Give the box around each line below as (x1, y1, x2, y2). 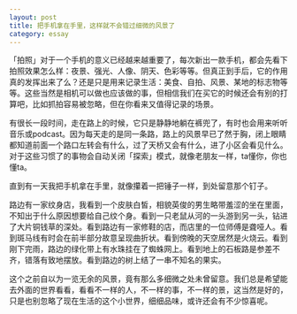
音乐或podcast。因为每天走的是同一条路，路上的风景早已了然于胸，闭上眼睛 (9, 129, 287, 140)
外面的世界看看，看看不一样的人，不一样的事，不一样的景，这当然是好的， (16, 285, 288, 295)
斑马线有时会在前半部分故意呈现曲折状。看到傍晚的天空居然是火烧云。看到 (16, 233, 288, 243)
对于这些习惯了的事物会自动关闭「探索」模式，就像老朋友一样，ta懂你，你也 (9, 151, 287, 162)
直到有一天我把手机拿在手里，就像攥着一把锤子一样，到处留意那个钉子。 (9, 180, 272, 191)
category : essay (9, 29, 69, 38)
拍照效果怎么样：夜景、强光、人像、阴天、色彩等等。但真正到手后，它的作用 (9, 65, 288, 76)
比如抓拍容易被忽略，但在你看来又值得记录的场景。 (32, 99, 218, 110)
